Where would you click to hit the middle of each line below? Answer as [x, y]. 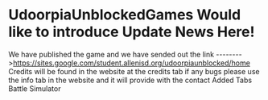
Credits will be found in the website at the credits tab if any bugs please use [134, 71]
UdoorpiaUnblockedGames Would [125, 15]
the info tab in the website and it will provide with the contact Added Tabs [130, 80]
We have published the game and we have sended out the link [111, 54]
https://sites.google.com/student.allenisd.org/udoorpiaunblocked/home [132, 63]
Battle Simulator [35, 88]
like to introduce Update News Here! [132, 32]
